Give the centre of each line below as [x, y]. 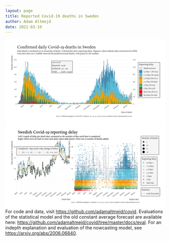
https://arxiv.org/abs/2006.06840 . [41, 233]
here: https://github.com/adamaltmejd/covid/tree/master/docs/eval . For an [83, 222]
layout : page [19, 11]
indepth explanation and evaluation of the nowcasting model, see [74, 228]
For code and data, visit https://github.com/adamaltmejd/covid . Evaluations [84, 212]
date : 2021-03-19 [24, 27]
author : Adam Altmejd [28, 21]
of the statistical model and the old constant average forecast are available [83, 217]
